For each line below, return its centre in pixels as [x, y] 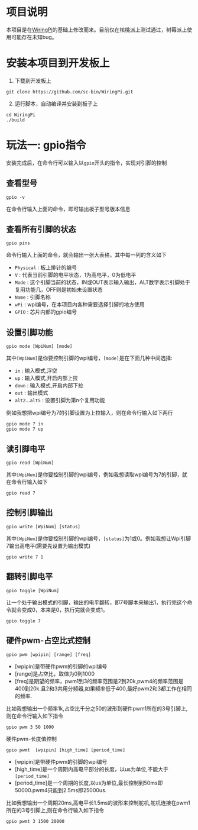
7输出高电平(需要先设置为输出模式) [48, 545]
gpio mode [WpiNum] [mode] [39, 347]
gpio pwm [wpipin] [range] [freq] [49, 654]
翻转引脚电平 [30, 577]
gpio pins [18, 243]
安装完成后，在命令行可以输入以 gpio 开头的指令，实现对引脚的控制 [87, 163]
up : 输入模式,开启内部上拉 [46, 378]
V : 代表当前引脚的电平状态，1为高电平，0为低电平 [75, 275]
